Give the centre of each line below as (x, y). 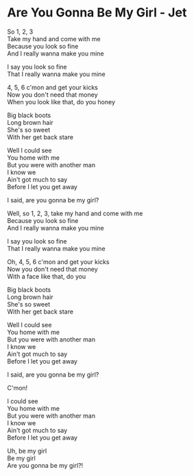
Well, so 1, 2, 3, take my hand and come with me (75, 213)
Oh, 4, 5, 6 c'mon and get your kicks (58, 261)
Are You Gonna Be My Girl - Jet (97, 13)
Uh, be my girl (27, 451)
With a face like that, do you (47, 276)
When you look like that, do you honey (61, 102)
